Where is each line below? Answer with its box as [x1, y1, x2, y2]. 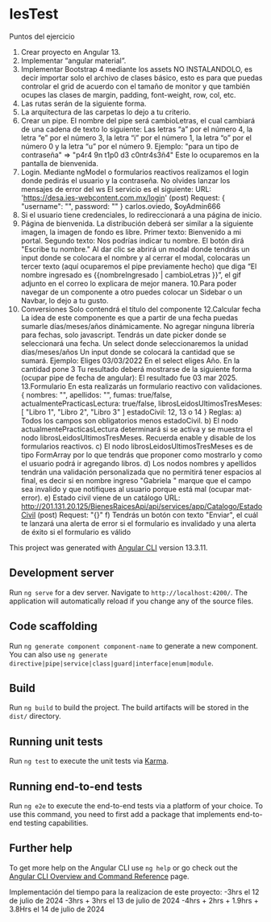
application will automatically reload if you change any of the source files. [9, 596, 253, 606]
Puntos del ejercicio [9, 31, 75, 41]
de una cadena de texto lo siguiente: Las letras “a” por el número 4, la [20, 124, 253, 134]
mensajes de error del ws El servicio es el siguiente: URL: [20, 184, 212, 194]
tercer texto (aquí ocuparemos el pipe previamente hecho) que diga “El [20, 261, 257, 271]
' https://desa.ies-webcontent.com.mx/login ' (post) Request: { [20, 193, 225, 202]
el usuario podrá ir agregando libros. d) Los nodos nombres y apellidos [20, 458, 257, 468]
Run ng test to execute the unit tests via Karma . [9, 756, 169, 766]
